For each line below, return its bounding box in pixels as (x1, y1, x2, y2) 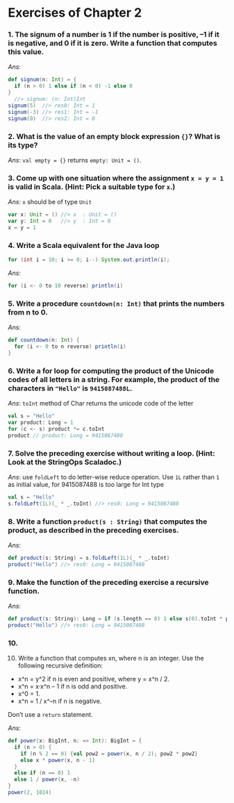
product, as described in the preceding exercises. (8, 525, 179, 535)
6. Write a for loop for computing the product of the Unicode (8, 366, 215, 376)
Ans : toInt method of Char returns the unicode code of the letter (8, 399, 194, 408)
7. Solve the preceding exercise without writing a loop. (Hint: (8, 448, 215, 458)
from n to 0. (8, 307, 48, 317)
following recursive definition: (17, 661, 103, 670)
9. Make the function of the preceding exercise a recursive (8, 577, 209, 587)
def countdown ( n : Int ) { (8, 337, 80, 344)
